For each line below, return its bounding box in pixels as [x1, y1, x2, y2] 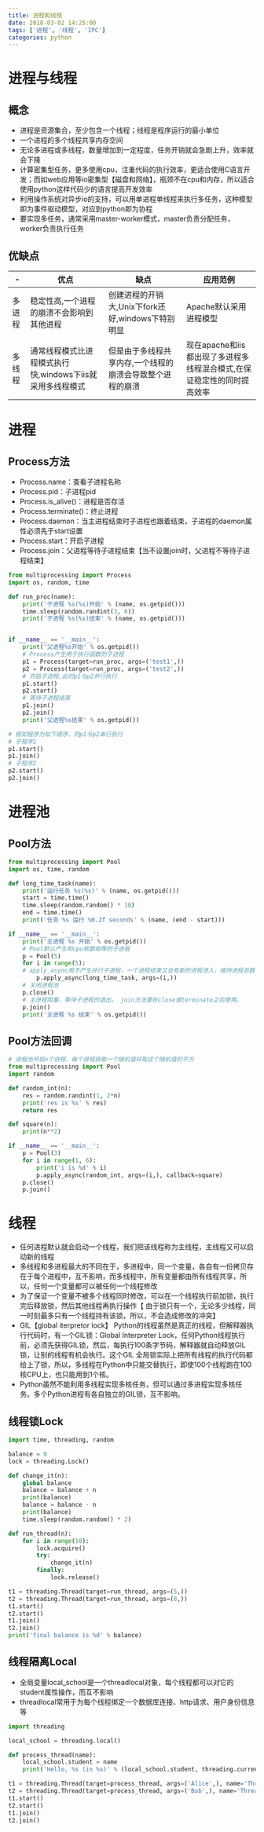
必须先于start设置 [26, 526, 83, 536]
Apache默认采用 [185, 302, 247, 313]
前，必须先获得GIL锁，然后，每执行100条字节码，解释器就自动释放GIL [19, 1340, 246, 1350]
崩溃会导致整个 [108, 369, 163, 380]
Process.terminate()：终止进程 [19, 507, 119, 516]
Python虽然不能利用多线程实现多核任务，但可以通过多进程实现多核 [19, 1379, 236, 1389]
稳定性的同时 [193, 375, 242, 386]
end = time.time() [22, 909, 82, 917]
